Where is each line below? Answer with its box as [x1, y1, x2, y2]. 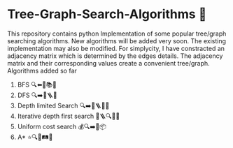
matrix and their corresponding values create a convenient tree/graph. [7, 59, 210, 67]
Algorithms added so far [7, 66, 77, 75]
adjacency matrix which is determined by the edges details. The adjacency [7, 52, 223, 60]
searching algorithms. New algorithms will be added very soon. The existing [7, 36, 226, 45]
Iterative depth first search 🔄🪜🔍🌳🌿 [17, 112, 120, 120]
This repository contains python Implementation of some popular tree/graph [7, 29, 227, 38]
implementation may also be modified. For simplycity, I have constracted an [7, 44, 225, 52]
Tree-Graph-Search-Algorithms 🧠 [7, 6, 207, 22]
